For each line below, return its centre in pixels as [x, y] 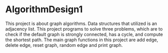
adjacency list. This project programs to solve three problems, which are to [84, 29]
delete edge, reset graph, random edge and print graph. [64, 45]
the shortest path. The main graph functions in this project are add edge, [82, 40]
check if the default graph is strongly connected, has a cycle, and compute [84, 34]
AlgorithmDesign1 [44, 9]
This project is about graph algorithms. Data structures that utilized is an [81, 23]
